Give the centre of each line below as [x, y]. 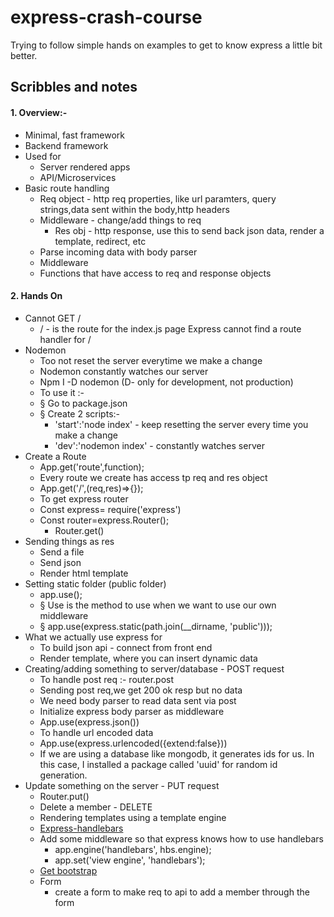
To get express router [84, 498]
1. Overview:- [39, 112]
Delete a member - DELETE [96, 807]
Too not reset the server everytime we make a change [151, 360]
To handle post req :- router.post [107, 679]
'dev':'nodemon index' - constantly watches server [159, 445]
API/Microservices [78, 177]
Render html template [84, 573]
